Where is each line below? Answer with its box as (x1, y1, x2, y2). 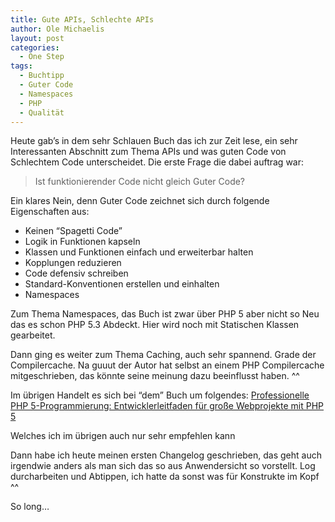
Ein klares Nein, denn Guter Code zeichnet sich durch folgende (10, 195, 270, 207)
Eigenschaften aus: (10, 206, 90, 218)
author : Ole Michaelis (10, 24, 105, 34)
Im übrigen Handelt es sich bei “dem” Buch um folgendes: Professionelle (10, 389, 310, 401)
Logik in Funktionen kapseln (24, 236, 141, 248)
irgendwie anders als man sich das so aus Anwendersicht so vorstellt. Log (10, 460, 316, 472)
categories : (10, 42, 60, 53)
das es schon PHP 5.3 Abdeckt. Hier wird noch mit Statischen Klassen (10, 319, 300, 331)
